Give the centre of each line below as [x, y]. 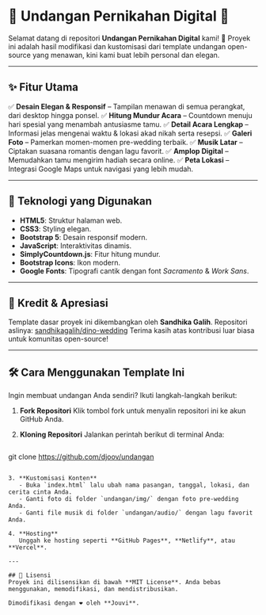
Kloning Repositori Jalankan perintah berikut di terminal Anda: [122, 434]
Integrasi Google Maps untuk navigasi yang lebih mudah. [101, 169]
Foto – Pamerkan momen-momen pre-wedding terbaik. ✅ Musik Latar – [125, 142]
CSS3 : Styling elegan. [55, 228]
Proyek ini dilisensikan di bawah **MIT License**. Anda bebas [115, 583]
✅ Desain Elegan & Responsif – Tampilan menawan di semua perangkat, [127, 106]
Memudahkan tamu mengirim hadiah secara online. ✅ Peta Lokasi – [119, 160]
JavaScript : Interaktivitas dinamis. [76, 246]
